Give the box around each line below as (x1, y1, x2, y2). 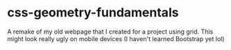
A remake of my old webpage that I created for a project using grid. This (7, 27, 214, 36)
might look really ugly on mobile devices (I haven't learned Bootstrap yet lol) (7, 34, 225, 42)
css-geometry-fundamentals (7, 5, 179, 21)
